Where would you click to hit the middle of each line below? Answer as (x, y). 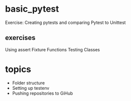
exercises (20, 38)
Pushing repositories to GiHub (42, 93)
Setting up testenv (31, 88)
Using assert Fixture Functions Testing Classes (52, 49)
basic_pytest (32, 9)
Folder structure (28, 83)
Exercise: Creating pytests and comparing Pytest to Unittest (65, 22)
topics (18, 69)
